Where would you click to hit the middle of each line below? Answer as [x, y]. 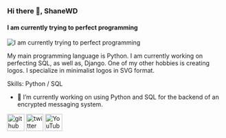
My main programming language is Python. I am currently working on [105, 56]
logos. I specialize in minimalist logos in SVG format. [81, 71]
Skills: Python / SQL [35, 84]
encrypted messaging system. [60, 104]
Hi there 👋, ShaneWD [43, 11]
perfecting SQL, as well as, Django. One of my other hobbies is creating [109, 63]
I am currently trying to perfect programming [73, 27]
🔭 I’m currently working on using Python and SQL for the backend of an [118, 97]
